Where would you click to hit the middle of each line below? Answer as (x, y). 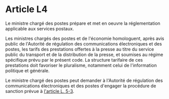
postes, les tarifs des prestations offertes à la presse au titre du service (80, 49)
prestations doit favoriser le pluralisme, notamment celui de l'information (81, 65)
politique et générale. (27, 70)
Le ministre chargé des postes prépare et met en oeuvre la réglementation (83, 23)
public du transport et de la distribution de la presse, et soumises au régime (84, 55)
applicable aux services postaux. (40, 28)
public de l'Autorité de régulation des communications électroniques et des (84, 43)
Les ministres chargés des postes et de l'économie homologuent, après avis (85, 38)
